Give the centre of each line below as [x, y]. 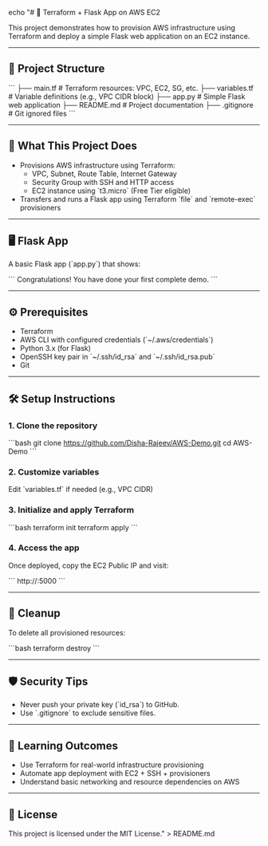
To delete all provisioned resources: [67, 632]
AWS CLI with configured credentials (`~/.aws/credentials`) [116, 340]
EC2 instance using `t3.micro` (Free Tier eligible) [111, 191]
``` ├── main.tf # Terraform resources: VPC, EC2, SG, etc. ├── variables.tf [131, 88]
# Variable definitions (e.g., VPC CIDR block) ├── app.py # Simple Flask [127, 96]
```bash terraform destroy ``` [54, 648]
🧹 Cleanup [35, 614]
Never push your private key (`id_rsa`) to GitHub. [99, 705]
